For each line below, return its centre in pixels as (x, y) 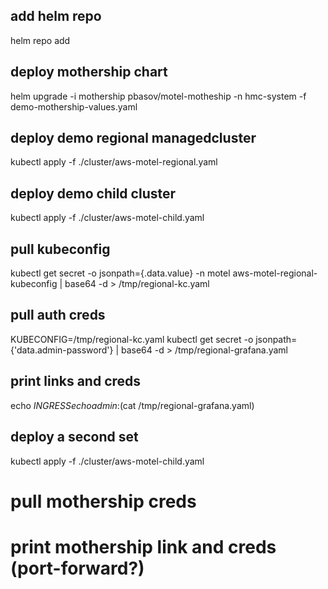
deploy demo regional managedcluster (133, 138)
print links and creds (76, 381)
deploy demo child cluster (93, 193)
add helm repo (56, 16)
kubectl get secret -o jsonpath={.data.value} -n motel (120, 273)
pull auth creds (58, 315)
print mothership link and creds (143, 546)
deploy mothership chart (89, 72)
